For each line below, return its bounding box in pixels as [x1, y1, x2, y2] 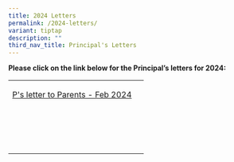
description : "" [8, 34, 62, 42]
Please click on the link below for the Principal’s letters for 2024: [8, 63, 227, 73]
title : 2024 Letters [8, 11, 77, 20]
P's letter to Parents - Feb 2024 [12, 89, 132, 101]
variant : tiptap [8, 26, 62, 34]
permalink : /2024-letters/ [8, 19, 98, 27]
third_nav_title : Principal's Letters [8, 41, 137, 49]
